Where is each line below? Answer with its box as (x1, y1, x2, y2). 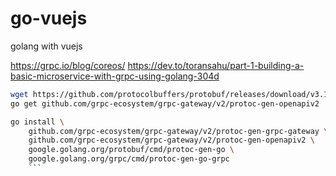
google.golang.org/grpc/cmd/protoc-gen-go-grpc (28, 154, 230, 164)
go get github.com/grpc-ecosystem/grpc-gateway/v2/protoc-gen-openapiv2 (10, 98, 320, 109)
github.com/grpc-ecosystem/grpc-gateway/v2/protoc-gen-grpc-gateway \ (28, 126, 329, 136)
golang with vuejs (10, 40, 83, 52)
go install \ (10, 117, 65, 127)
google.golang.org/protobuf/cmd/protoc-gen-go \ (28, 145, 235, 155)
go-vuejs (10, 7, 88, 30)
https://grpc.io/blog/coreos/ (10, 59, 126, 71)
